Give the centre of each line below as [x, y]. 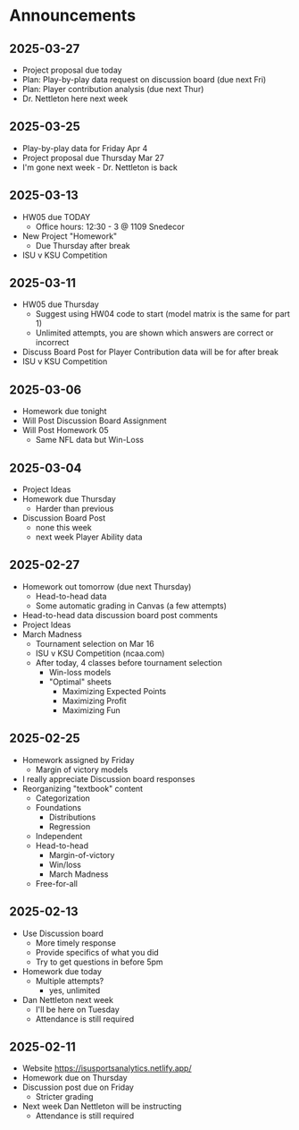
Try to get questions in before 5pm [99, 962]
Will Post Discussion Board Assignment [94, 421]
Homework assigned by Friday [78, 760]
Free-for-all [57, 883]
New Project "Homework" [70, 236]
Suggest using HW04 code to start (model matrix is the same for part [162, 314]
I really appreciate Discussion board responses [108, 778]
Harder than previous [75, 509]
